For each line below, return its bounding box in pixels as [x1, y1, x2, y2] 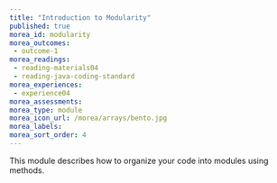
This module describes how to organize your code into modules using [9, 155, 269, 166]
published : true [9, 22, 70, 31]
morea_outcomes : [9, 38, 70, 48]
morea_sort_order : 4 [9, 131, 88, 140]
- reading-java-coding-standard [13, 72, 135, 81]
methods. [9, 164, 45, 176]
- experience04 [13, 88, 70, 97]
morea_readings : [9, 55, 70, 64]
